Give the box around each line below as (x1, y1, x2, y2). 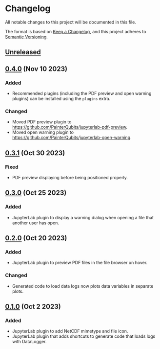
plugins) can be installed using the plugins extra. (12, 96, 111, 102)
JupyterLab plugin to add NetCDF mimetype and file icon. (12, 328, 128, 334)
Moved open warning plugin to (12, 129, 74, 135)
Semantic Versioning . (5, 34, 48, 40)
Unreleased (5, 48, 41, 56)
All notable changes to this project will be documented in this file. (5, 19, 137, 25)
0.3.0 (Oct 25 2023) (5, 189, 67, 197)
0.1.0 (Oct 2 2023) (5, 302, 61, 311)
